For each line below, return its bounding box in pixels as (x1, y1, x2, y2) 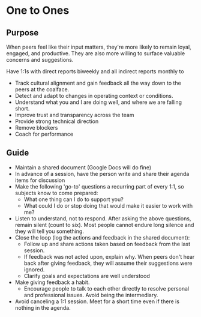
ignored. (23, 265, 45, 273)
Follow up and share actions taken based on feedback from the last (23, 240, 191, 247)
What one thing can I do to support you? (23, 196, 124, 203)
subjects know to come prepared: (14, 189, 98, 196)
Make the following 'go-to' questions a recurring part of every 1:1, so (14, 183, 184, 190)
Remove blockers (14, 124, 58, 131)
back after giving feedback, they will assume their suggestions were (23, 259, 193, 267)
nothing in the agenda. (14, 304, 71, 311)
